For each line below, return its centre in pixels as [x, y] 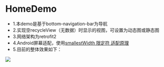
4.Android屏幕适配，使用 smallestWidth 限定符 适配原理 [71, 43]
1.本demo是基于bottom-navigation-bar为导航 [60, 24]
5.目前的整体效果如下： [37, 49]
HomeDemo [31, 9]
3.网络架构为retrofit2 [35, 36]
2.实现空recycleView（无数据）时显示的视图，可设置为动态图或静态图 [86, 30]
